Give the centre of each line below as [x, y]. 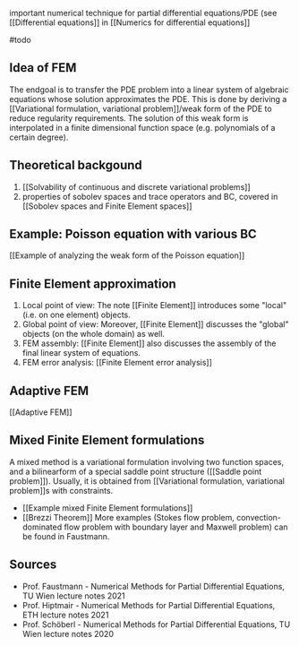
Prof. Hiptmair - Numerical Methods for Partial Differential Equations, [149, 605]
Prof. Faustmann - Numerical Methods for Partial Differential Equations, [153, 586]
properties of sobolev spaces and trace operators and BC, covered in [150, 196]
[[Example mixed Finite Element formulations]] [107, 508]
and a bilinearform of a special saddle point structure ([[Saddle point [136, 471]
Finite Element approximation [93, 284]
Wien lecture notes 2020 [68, 633]
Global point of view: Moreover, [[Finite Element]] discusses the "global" [155, 324]
